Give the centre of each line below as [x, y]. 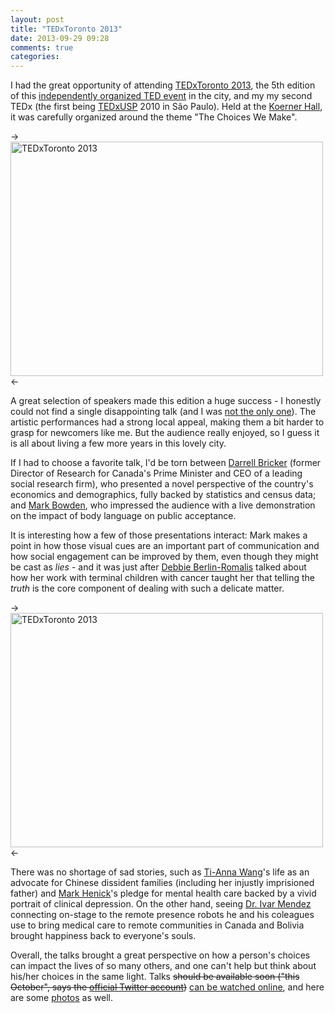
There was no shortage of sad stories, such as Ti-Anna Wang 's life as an [160, 872]
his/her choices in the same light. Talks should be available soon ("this [155, 977]
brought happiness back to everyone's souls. [103, 936]
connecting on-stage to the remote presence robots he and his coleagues [162, 915]
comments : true [42, 47]
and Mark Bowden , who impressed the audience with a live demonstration [163, 505]
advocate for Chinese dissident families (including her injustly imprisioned [162, 883]
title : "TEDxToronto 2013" [66, 29]
